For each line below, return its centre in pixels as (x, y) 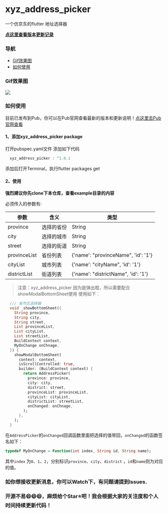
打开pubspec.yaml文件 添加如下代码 (42, 149)
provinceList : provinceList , (58, 392)
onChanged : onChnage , (50, 406)
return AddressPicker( (47, 374)
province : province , (49, 378)
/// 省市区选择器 (26, 303)
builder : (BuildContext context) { (56, 369)
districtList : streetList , (56, 401)
